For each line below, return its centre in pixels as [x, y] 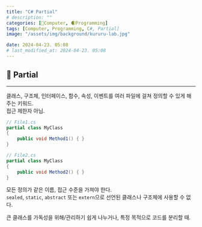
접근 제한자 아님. [26, 110]
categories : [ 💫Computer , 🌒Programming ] [57, 23]
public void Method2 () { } [51, 172]
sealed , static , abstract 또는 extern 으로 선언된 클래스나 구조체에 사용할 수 [96, 197]
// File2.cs [21, 156]
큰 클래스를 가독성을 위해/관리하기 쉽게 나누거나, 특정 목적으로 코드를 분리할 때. [99, 217]
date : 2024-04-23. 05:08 [37, 45]
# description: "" [29, 17]
